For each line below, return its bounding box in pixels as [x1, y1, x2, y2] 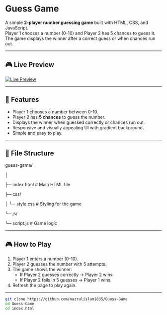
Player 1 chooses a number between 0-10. [12, 108, 98, 115]
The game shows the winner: [12, 267, 72, 273]
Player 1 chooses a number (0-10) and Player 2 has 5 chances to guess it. [5, 30, 156, 36]
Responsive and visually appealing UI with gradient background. [12, 124, 144, 130]
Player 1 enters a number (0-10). [12, 256, 79, 262]
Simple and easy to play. [12, 130, 63, 136]
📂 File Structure [5, 149, 54, 157]
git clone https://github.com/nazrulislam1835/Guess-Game [5, 297, 128, 302]
